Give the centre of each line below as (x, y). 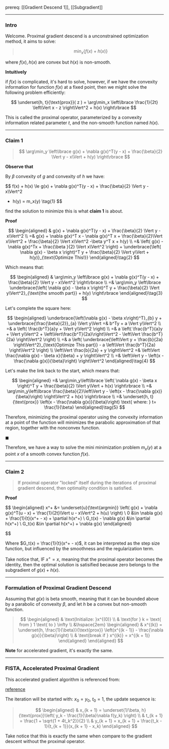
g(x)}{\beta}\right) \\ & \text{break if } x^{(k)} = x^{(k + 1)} (91, 635)
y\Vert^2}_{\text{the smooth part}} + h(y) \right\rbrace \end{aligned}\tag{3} (84, 293)
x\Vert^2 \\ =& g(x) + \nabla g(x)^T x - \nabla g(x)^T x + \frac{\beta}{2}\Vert (84, 236)
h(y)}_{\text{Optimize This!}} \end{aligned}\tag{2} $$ (84, 257)
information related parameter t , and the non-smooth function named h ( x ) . (82, 123)
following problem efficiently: (35, 92)
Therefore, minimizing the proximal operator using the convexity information (84, 417)
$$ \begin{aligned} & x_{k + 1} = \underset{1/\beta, (88, 710)
